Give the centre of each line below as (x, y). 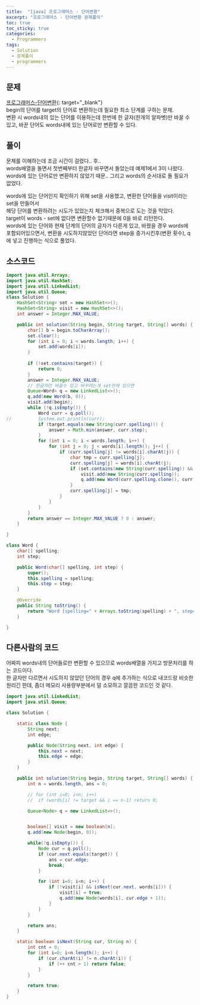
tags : (13, 45)
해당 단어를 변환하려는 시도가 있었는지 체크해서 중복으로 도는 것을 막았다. (90, 211)
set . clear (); (44, 336)
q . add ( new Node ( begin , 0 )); (62, 832)
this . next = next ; (61, 751)
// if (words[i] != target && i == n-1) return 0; (93, 800)
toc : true (18, 23)
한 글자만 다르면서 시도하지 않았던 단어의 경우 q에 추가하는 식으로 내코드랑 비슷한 (100, 678)
